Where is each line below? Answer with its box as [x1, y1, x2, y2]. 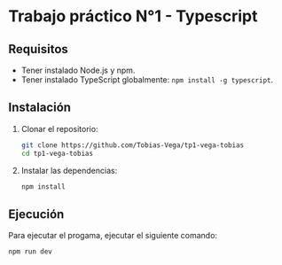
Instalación [8, 100, 72, 115]
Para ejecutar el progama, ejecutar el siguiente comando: [8, 230, 218, 241]
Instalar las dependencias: [20, 165, 118, 175]
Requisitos [8, 42, 68, 57]
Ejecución [8, 207, 65, 222]
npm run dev [8, 247, 52, 256]
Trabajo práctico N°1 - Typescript [8, 6, 258, 27]
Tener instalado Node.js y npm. [20, 65, 136, 75]
